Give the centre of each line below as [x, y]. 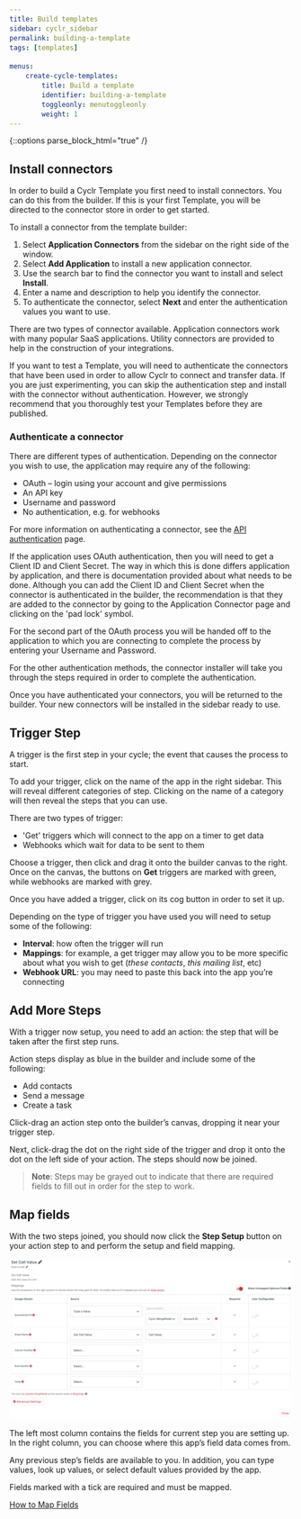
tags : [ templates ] [44, 48]
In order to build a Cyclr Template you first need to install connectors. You [146, 191]
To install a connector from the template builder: [98, 227]
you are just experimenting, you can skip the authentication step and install [148, 385]
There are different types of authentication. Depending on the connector [143, 457]
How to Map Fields [44, 1505]
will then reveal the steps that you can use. [89, 800]
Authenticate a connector [66, 437]
